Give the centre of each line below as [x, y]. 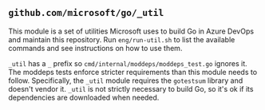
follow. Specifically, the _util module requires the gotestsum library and [126, 81]
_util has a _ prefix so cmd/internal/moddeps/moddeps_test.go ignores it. [128, 63]
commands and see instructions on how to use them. [95, 48]
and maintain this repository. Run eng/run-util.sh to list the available [122, 39]
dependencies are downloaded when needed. [84, 97]
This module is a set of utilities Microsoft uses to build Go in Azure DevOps [131, 31]
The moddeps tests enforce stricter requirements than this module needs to [133, 72]
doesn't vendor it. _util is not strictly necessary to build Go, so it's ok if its [131, 88]
